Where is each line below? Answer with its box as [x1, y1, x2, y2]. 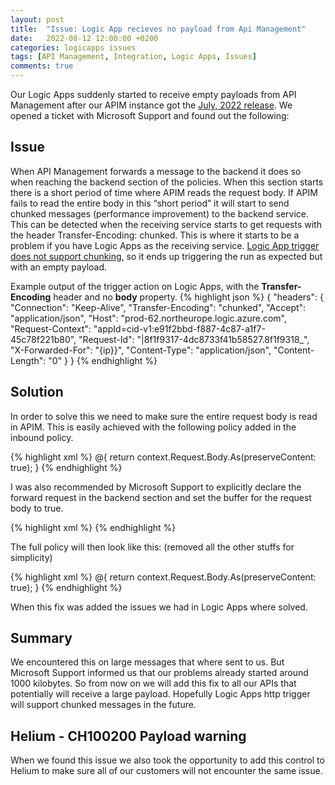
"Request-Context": [10, 322, 92, 335]
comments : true [10, 61, 74, 71]
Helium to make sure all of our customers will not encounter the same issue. [10, 765, 323, 777]
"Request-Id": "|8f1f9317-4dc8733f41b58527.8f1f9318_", [78, 333, 310, 345]
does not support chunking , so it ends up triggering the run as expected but [10, 250, 323, 262]
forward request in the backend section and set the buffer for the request [10, 491, 312, 503]
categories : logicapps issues [10, 42, 137, 53]
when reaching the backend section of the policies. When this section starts [10, 176, 324, 188]
